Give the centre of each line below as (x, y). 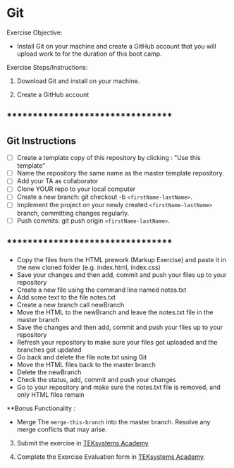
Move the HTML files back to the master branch (86, 365)
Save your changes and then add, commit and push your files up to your (122, 275)
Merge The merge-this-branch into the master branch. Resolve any (113, 422)
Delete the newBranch (49, 372)
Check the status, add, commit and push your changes (97, 380)
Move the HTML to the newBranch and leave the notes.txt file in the (115, 312)
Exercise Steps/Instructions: (48, 67)
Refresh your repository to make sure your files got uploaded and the (117, 343)
